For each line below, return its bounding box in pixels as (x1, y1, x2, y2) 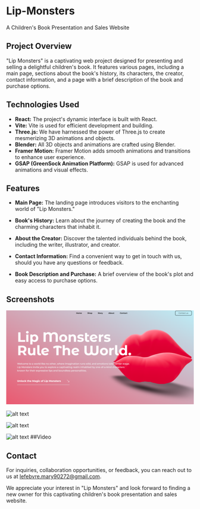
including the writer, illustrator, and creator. (14, 241, 120, 249)
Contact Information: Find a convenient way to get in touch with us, (14, 253, 182, 260)
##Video (30, 433, 52, 440)
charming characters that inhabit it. (14, 224, 101, 231)
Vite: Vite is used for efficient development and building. (14, 122, 154, 129)
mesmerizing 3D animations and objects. (14, 134, 115, 141)
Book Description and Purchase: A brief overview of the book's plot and (14, 271, 193, 278)
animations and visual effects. (14, 166, 88, 173)
